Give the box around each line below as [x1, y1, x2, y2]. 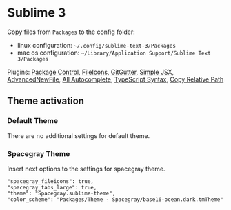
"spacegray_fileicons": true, [7, 178, 94, 184]
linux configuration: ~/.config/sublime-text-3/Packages [17, 41, 176, 49]
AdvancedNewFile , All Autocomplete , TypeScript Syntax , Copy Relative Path [7, 75, 224, 84]
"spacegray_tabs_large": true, [7, 184, 97, 191]
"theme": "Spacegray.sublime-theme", [7, 190, 116, 197]
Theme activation [7, 95, 85, 107]
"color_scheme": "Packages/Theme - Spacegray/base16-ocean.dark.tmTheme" [7, 195, 224, 203]
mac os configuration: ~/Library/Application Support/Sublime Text [17, 48, 212, 57]
